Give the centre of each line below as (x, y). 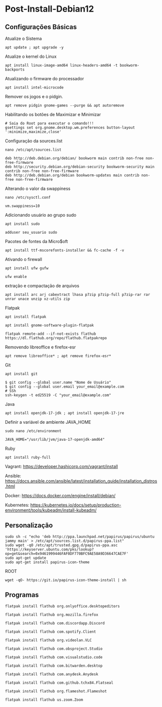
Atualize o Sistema (23, 38)
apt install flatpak (26, 317)
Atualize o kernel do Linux (31, 56)
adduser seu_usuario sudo (31, 232)
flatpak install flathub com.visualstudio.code (54, 657)
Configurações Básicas (41, 27)
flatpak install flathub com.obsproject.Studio (54, 649)
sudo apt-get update (26, 558)
